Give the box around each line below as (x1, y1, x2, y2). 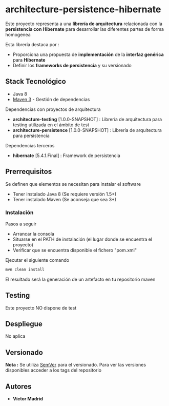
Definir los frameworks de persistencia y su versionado (12, 62, 132, 68)
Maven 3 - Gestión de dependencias (12, 96, 90, 102)
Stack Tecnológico (5, 77, 67, 86)
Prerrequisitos (5, 167, 52, 176)
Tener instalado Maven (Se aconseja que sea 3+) (12, 196, 117, 202)
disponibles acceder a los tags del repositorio (5, 367, 101, 373)
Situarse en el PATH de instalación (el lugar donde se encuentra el (12, 236, 153, 242)
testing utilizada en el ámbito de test (12, 122, 90, 128)
